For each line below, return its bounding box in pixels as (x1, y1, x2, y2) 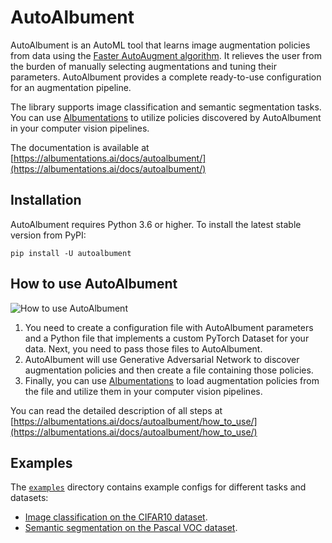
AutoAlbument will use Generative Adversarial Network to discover (24, 353, 300, 365)
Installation (10, 192, 82, 209)
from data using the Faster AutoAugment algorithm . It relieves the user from (10, 49, 322, 61)
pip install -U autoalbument (10, 248, 132, 258)
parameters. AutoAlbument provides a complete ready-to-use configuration (10, 71, 322, 83)
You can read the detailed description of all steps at (10, 404, 223, 416)
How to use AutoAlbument (10, 276, 178, 293)
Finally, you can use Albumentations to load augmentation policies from (24, 374, 320, 386)
